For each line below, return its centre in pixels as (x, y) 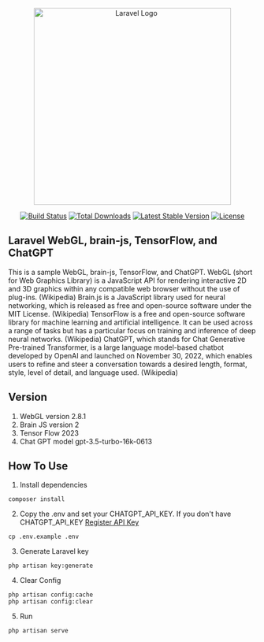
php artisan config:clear (50, 602)
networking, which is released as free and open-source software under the (130, 305)
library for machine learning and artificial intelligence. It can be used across (131, 322)
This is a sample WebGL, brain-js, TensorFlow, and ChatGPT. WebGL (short (130, 272)
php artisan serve (38, 631)
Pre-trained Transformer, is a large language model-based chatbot (116, 347)
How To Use (38, 466)
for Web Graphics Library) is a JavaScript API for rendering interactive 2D (127, 280)
